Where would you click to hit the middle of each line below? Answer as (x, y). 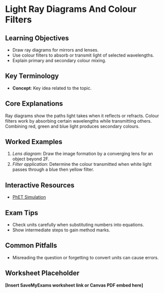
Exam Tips (22, 213)
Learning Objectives (37, 38)
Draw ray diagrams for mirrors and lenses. (55, 50)
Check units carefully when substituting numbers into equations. (78, 225)
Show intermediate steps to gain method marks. (61, 230)
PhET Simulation (29, 197)
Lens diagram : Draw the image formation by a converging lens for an (83, 154)
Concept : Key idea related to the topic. (52, 88)
